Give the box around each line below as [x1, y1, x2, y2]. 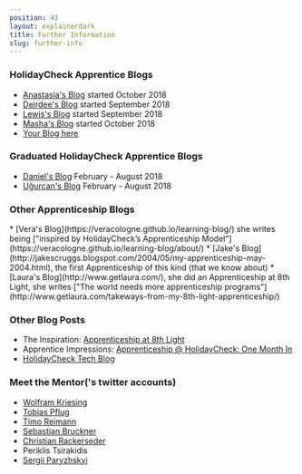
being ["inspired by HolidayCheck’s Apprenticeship [9, 233, 200, 245]
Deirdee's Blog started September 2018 [22, 99, 170, 110]
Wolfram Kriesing [22, 396, 88, 408]
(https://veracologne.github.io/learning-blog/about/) [9, 243, 205, 254]
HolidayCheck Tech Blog [22, 353, 115, 364]
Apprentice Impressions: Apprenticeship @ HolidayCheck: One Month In [22, 343, 293, 354]
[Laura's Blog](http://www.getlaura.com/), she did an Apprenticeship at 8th [9, 272, 290, 283]
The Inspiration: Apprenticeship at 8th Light [22, 334, 185, 345]
